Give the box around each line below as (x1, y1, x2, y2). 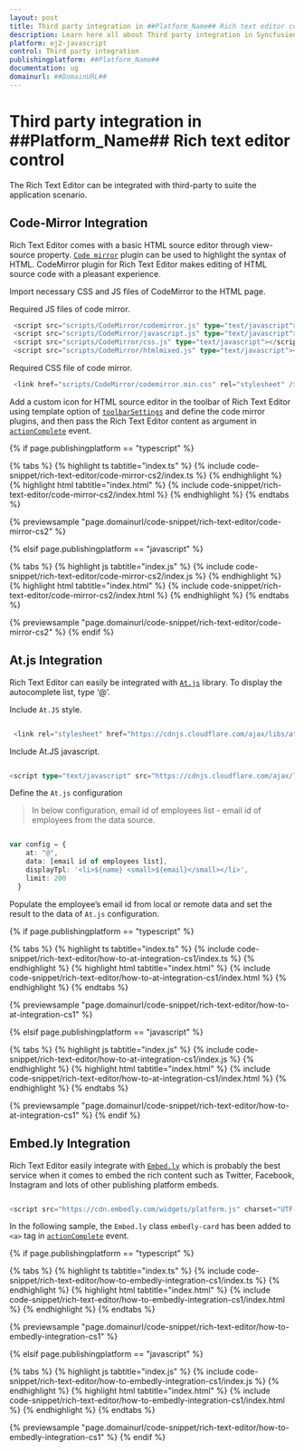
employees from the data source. (31, 815, 156, 826)
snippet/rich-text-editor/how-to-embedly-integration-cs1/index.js (9, 1376, 253, 1387)
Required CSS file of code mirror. (9, 363, 133, 373)
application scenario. (9, 189, 88, 200)
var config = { (9, 840, 67, 849)
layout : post (9, 13, 59, 23)
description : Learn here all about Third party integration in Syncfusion (9, 30, 298, 39)
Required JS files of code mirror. (9, 303, 130, 314)
